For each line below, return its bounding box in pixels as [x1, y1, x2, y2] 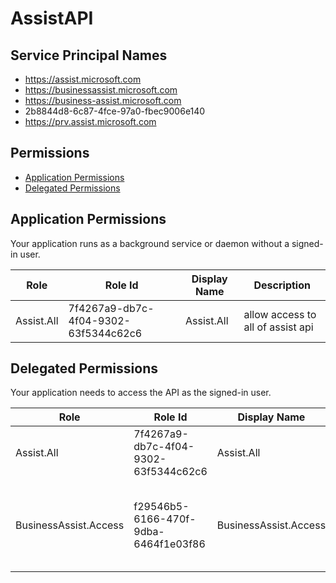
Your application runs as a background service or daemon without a [10, 237, 290, 249]
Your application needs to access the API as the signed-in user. [10, 387, 272, 399]
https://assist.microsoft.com [24, 73, 142, 85]
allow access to [243, 307, 317, 321]
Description [253, 278, 311, 292]
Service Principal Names [10, 47, 168, 64]
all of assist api [243, 320, 314, 334]
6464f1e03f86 [133, 537, 206, 551]
